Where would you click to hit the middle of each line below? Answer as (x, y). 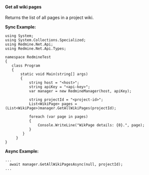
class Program (26, 66)
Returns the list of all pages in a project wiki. (49, 17)
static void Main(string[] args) (54, 74)
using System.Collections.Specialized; (46, 40)
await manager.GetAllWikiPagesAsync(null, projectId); (66, 165)
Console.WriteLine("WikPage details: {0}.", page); (91, 125)
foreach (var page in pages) (59, 117)
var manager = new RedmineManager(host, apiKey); (80, 91)
